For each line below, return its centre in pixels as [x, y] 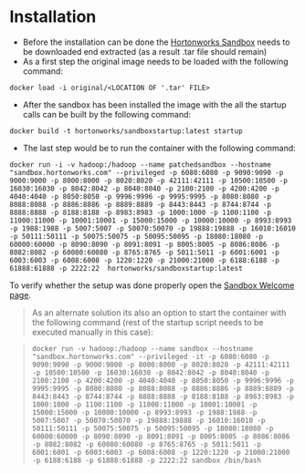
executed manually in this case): [92, 332]
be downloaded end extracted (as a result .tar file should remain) [145, 51]
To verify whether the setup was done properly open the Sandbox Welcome [152, 285]
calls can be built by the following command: [107, 114]
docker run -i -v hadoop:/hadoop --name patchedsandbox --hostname [141, 165]
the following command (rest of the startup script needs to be [147, 322]
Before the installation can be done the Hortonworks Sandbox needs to [156, 42]
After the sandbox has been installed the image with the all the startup [154, 104]
